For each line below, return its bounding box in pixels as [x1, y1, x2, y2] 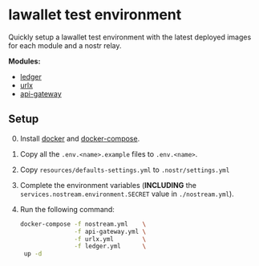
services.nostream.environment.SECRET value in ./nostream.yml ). [19, 189, 234, 198]
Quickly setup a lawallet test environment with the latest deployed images [8, 32, 252, 42]
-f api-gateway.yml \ [74, 227, 147, 235]
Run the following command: [19, 204, 115, 214]
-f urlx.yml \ [74, 235, 147, 243]
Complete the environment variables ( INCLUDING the [19, 180, 196, 190]
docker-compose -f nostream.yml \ [19, 219, 147, 228]
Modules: [8, 56, 41, 66]
